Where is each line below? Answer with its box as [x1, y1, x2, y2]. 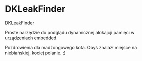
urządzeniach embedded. [5, 35, 58, 41]
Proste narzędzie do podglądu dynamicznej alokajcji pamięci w [5, 29, 135, 35]
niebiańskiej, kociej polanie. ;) [5, 50, 66, 56]
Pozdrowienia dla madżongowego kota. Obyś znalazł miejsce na [5, 44, 137, 50]
